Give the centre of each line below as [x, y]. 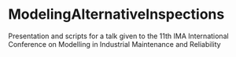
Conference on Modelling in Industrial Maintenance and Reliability [115, 44]
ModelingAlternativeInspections [116, 14]
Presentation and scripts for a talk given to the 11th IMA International [119, 36]
